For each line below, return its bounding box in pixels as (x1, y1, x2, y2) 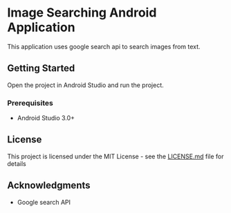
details (7, 159, 26, 167)
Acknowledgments (7, 180, 91, 192)
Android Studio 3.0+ (17, 114, 75, 122)
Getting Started (7, 62, 75, 74)
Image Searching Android (7, 5, 157, 21)
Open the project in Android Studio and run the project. (7, 81, 164, 89)
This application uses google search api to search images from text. (7, 42, 201, 50)
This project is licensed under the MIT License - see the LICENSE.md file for (7, 152, 224, 160)
